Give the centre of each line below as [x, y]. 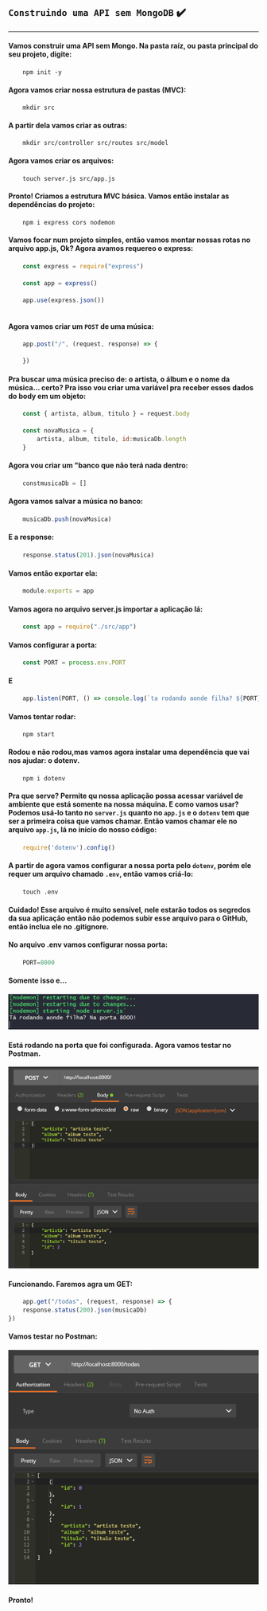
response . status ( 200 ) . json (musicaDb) [85, 1310]
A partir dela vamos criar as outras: [68, 125]
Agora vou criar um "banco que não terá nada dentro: [98, 465]
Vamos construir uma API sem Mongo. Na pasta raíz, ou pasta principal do [133, 46]
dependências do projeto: [52, 205]
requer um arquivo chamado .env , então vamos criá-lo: [101, 874]
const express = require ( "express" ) [83, 267]
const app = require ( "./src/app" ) [79, 627]
